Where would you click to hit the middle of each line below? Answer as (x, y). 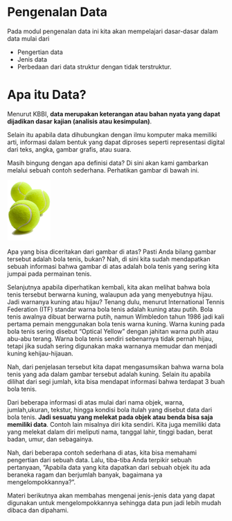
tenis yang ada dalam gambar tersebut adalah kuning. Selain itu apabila (109, 374)
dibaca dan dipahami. (38, 511)
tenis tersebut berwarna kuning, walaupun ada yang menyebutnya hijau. (110, 294)
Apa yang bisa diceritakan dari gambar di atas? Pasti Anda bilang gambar (112, 252)
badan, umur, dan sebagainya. (50, 439)
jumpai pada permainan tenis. (50, 274)
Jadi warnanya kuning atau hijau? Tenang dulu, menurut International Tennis (116, 302)
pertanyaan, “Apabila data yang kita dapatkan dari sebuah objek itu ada (109, 468)
